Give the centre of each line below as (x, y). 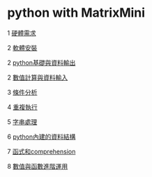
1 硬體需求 (22, 33)
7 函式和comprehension (41, 151)
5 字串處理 (22, 122)
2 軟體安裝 (22, 47)
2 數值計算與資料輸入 (38, 77)
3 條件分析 (22, 92)
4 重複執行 (22, 107)
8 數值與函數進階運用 (38, 166)
